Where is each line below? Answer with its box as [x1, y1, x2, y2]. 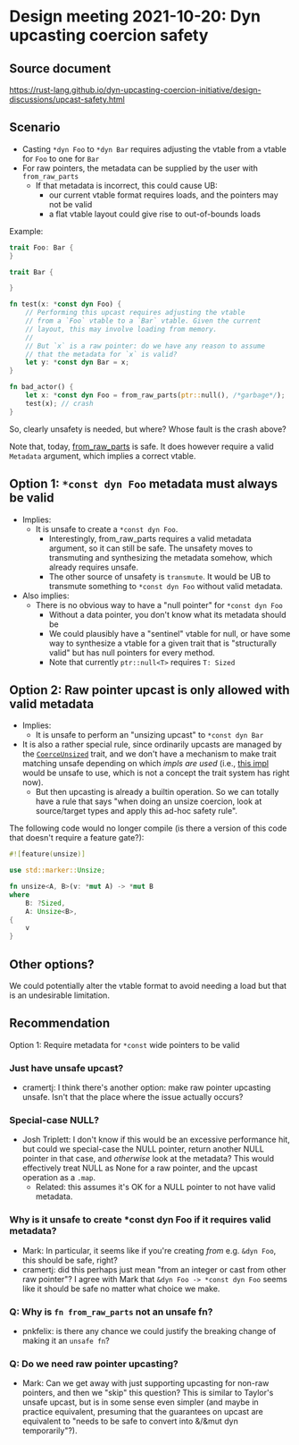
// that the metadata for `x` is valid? [25, 350, 178, 359]
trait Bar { [9, 267, 54, 276]
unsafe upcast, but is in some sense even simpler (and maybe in [21, 1397, 259, 1407]
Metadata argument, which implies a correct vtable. [9, 450, 196, 461]
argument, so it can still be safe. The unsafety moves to [48, 543, 253, 553]
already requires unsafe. [48, 562, 139, 572]
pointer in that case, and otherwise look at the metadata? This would [21, 1153, 275, 1164]
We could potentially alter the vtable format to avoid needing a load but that [9, 981, 287, 991]
